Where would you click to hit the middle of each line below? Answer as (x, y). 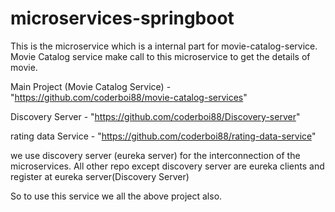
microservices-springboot (122, 18)
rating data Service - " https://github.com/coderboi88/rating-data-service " (163, 136)
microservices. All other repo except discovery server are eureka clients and (167, 166)
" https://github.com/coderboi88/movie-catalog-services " (129, 97)
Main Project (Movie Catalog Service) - (91, 86)
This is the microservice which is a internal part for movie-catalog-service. (164, 46)
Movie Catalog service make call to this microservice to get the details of (160, 56)
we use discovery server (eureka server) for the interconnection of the (155, 155)
